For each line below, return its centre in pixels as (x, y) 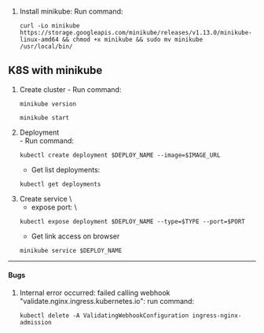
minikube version (48, 104)
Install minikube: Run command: (71, 11)
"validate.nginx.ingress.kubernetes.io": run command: (107, 302)
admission (36, 323)
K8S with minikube (55, 70)
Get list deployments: (66, 169)
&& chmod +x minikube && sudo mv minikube (132, 39)
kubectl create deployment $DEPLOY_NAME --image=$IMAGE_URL (120, 155)
